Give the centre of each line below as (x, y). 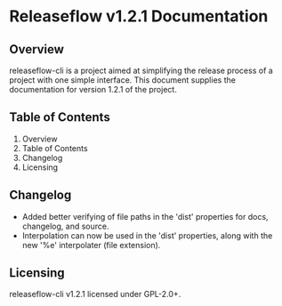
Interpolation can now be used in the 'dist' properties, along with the (147, 235)
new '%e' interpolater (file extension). (91, 245)
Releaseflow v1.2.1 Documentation (139, 16)
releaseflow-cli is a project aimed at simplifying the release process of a (141, 70)
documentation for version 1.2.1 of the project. (93, 89)
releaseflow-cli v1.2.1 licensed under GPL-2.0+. (95, 294)
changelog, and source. (65, 226)
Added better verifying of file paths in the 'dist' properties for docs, (145, 216)
